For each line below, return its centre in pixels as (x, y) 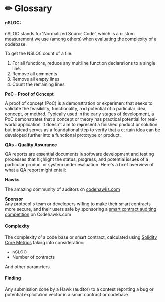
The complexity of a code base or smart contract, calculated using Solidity (81, 237)
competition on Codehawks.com (38, 215)
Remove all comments (35, 74)
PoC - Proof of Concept (30, 94)
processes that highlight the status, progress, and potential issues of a (77, 159)
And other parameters (28, 267)
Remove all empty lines (36, 79)
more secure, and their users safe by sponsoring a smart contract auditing (81, 209)
